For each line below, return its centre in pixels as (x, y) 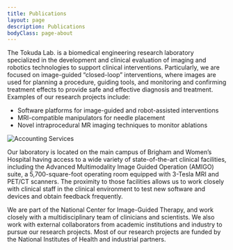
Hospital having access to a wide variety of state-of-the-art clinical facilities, (117, 160)
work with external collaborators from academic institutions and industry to (115, 225)
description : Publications (46, 26)
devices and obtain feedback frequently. (65, 197)
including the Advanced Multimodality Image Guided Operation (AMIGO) (111, 167)
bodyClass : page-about (40, 33)
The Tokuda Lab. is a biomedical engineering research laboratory (101, 53)
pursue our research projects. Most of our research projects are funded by (114, 232)
